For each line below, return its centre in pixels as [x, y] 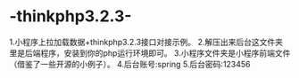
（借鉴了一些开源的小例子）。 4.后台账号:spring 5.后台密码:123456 [130, 64]
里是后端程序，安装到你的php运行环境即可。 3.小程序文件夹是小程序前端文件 [150, 53]
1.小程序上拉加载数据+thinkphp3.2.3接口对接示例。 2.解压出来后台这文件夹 [146, 42]
